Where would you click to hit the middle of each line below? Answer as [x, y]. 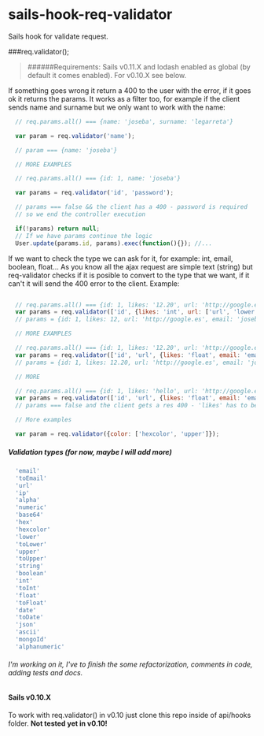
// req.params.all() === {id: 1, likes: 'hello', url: [107, 391]
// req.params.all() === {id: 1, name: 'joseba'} [98, 179]
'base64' [29, 515]
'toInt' [28, 588]
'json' [26, 625]
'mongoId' [31, 640]
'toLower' [31, 544]
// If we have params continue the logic [84, 236]
